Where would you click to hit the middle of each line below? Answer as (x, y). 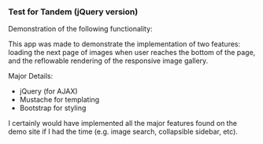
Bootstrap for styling (53, 108)
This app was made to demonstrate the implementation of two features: (124, 44)
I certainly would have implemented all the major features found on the (123, 124)
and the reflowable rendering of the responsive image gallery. (108, 61)
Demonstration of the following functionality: (80, 29)
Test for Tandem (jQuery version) (73, 12)
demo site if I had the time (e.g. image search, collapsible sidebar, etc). (123, 131)
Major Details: (31, 76)
